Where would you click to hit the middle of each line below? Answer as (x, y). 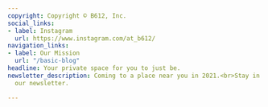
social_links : (31, 23)
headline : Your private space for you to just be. (94, 68)
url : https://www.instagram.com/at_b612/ (85, 38)
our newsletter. (42, 83)
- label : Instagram (40, 31)
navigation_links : (38, 46)
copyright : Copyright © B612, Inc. (67, 16)
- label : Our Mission (44, 53)
